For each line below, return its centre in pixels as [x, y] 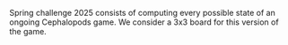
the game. [28, 31]
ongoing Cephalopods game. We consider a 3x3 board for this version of [144, 22]
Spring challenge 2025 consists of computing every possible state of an [142, 13]
